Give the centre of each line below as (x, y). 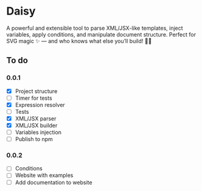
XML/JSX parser (36, 118)
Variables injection (38, 132)
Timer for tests (34, 98)
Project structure (36, 91)
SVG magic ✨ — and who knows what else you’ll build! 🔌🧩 (79, 41)
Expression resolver (40, 105)
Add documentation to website (54, 182)
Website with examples (44, 175)
